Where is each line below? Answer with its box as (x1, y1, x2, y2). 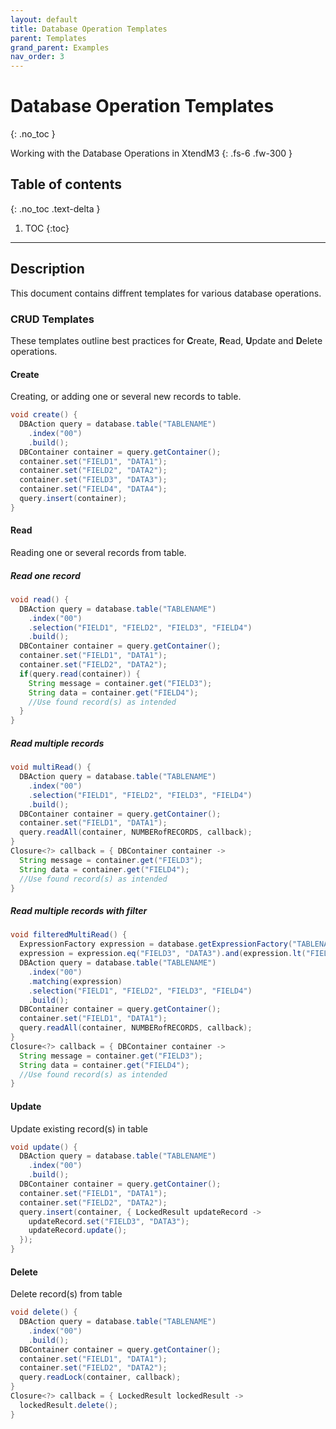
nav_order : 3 (10, 52, 65, 62)
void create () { (10, 410, 78, 420)
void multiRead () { (10, 762, 92, 773)
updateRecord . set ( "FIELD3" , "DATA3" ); (28, 1216, 190, 1226)
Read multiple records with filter (10, 905, 148, 917)
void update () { (10, 1142, 78, 1152)
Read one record (10, 569, 81, 581)
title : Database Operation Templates (10, 24, 168, 34)
